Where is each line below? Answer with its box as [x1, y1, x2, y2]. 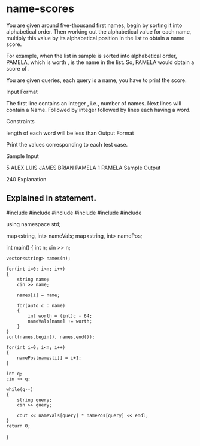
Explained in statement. [6, 193, 97, 204]
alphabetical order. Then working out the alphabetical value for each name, [6, 28, 192, 35]
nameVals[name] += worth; [28, 318, 93, 324]
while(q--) [6, 386, 34, 392]
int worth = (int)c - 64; [28, 313, 93, 319]
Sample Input [6, 152, 39, 160]
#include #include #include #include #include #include [6, 209, 142, 216]
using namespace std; [6, 220, 61, 227]
